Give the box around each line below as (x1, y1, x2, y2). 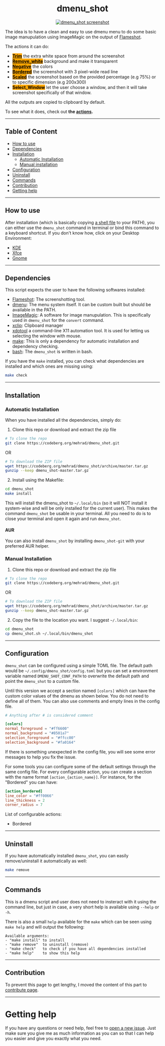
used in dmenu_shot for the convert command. (12, 318, 105, 323)
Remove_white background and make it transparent (12, 58, 118, 64)
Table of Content (5, 127, 57, 136)
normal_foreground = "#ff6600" (5, 726, 69, 731)
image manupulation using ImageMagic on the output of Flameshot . (5, 34, 142, 40)
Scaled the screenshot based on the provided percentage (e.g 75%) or (12, 74, 156, 80)
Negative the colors (12, 63, 53, 69)
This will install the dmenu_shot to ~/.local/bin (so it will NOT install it (5, 500, 147, 506)
